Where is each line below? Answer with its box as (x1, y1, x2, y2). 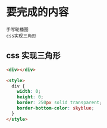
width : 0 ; (17, 89, 42, 95)
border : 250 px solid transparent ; (17, 99, 102, 106)
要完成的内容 (6, 5, 70, 19)
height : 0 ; (17, 94, 44, 100)
